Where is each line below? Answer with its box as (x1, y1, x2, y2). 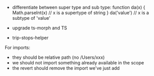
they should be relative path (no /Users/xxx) (12, 54, 105, 60)
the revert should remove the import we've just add (12, 65, 120, 71)
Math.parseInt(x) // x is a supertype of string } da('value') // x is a (12, 10, 149, 16)
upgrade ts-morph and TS (12, 25, 67, 31)
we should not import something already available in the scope (12, 60, 144, 65)
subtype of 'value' (12, 15, 50, 21)
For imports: (5, 45, 31, 50)
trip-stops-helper (12, 35, 49, 41)
